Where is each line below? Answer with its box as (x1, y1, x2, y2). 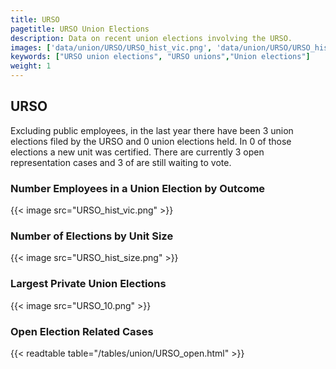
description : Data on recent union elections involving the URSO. (10, 33, 293, 43)
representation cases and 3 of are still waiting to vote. (10, 156, 232, 168)
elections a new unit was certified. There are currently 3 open (10, 146, 265, 158)
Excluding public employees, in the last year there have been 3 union (10, 124, 294, 136)
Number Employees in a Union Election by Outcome (10, 181, 266, 195)
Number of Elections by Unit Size (10, 229, 174, 243)
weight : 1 (10, 61, 52, 71)
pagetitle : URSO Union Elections (10, 24, 150, 34)
